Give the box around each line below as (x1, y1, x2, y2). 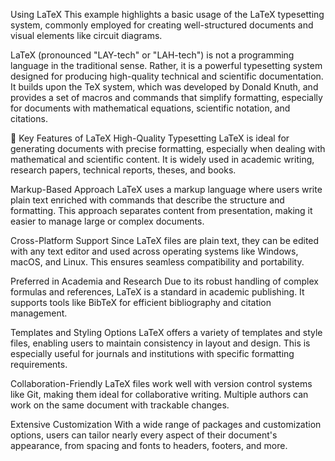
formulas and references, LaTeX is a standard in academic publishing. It (10, 286, 305, 298)
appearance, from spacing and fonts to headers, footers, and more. (10, 440, 288, 451)
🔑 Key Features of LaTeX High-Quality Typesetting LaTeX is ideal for (10, 132, 290, 144)
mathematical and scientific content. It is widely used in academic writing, (10, 154, 315, 165)
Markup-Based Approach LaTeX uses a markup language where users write (10, 184, 323, 195)
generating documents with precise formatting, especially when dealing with (10, 143, 326, 154)
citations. (10, 113, 48, 124)
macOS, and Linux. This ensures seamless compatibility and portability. (10, 256, 305, 268)
